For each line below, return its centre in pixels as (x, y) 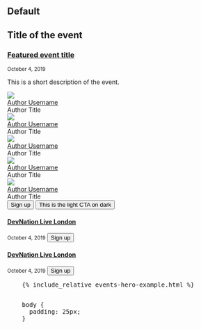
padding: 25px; (55, 312)
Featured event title (41, 55)
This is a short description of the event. (63, 82)
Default (24, 11)
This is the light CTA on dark (75, 205)
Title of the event (45, 35)
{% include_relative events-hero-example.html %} (108, 285)
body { (33, 305)
